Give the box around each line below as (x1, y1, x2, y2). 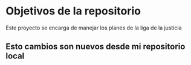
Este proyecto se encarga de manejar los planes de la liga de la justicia (5, 24, 182, 31)
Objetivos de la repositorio (5, 4, 141, 18)
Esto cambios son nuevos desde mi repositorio (5, 42, 186, 52)
